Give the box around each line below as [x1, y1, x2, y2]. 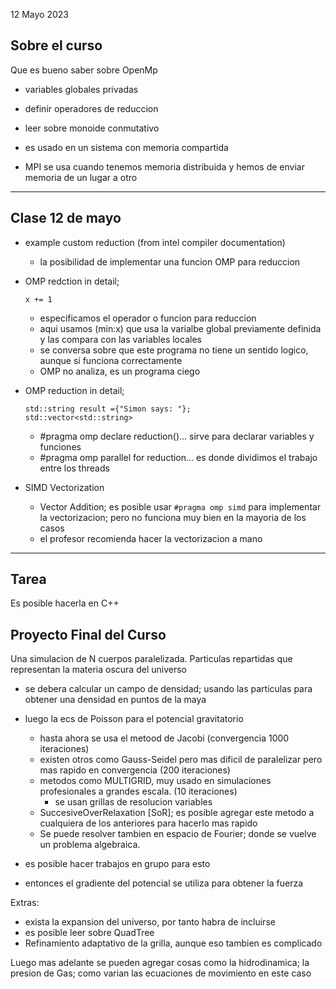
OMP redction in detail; [24, 275, 120, 287]
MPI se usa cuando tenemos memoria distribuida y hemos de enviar [24, 160, 305, 173]
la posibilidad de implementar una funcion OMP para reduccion [39, 255, 301, 268]
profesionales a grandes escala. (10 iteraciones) [39, 785, 238, 798]
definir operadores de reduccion [24, 102, 159, 114]
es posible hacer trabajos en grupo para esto [24, 858, 211, 870]
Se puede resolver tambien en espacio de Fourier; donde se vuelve [39, 828, 317, 840]
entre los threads [39, 462, 110, 474]
